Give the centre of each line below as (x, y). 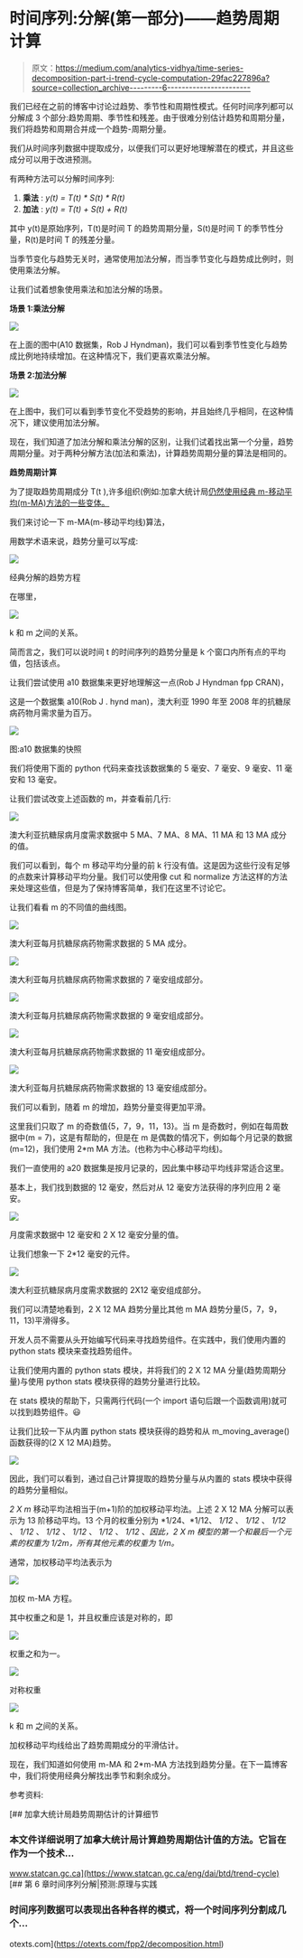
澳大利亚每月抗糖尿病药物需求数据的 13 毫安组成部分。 (110, 1087)
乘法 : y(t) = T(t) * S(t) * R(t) (73, 197)
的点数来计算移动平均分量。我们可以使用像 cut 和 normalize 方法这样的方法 (149, 876)
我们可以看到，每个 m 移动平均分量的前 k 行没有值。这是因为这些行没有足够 (150, 865)
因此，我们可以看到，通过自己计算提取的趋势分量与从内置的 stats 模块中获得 (151, 1478)
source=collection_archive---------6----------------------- (141, 88)
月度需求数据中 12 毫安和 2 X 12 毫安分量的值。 (96, 1234)
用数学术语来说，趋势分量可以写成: (74, 541)
